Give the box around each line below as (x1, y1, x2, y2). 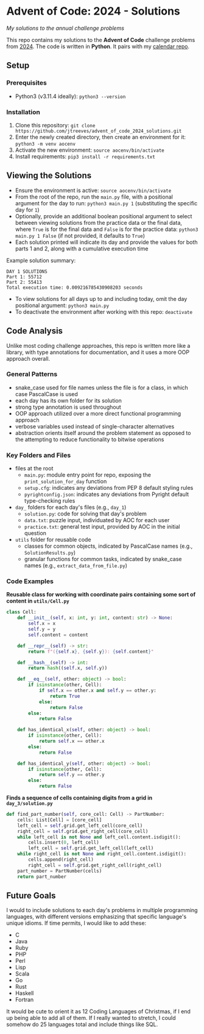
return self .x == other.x (38, 738, 105, 745)
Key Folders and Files (6, 451, 71, 459)
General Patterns (6, 370, 58, 378)
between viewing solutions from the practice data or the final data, (15, 219, 183, 226)
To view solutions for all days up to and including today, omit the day (15, 295, 188, 302)
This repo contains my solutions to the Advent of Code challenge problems (6, 36, 195, 43)
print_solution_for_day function (24, 478, 107, 485)
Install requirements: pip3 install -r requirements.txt (15, 152, 155, 160)
